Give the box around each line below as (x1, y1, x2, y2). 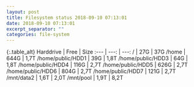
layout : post (6, 9, 40, 15)
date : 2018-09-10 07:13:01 (6, 20, 75, 26)
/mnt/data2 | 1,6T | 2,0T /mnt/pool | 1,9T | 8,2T (6, 74, 124, 82)
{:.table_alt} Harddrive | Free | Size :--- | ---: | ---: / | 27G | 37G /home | (6, 48, 186, 55)
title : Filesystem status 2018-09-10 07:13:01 (6, 15, 127, 21)
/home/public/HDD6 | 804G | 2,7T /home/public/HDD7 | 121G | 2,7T (6, 68, 176, 75)
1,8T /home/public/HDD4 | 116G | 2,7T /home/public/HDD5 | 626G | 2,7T (6, 61, 188, 69)
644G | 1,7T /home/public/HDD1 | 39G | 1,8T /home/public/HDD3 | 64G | (6, 55, 188, 62)
